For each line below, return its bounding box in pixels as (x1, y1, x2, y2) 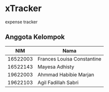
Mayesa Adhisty (37, 63, 74, 70)
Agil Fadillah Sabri (37, 79, 79, 86)
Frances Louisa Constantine (37, 55, 102, 62)
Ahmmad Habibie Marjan (37, 71, 94, 78)
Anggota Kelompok (5, 33, 65, 41)
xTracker (5, 3, 42, 14)
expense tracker (5, 19, 38, 25)
